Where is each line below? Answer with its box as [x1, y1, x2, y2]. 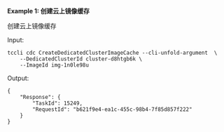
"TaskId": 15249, [32, 100, 83, 107]
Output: [7, 74, 29, 82]
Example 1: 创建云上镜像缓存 [7, 7, 90, 15]
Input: [7, 36, 24, 44]
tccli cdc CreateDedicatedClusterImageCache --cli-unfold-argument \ [7, 49, 218, 56]
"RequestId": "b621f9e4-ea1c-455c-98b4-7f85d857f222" [32, 106, 192, 113]
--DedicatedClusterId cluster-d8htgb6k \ [20, 55, 142, 62]
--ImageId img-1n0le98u [20, 62, 90, 69]
